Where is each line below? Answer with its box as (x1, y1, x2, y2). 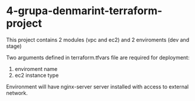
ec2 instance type (14, 71, 59, 79)
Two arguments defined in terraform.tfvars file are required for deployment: (6, 54, 190, 61)
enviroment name (14, 65, 58, 72)
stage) (6, 43, 22, 50)
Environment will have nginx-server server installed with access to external (6, 83, 189, 90)
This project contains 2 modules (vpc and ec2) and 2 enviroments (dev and (6, 36, 190, 43)
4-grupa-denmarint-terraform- (6, 4, 162, 18)
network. (6, 89, 28, 96)
